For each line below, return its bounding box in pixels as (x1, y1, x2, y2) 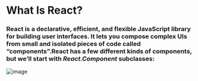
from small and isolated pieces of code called (6, 40, 141, 48)
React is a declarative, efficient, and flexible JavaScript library (6, 25, 191, 33)
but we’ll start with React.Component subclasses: (6, 55, 155, 63)
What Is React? (6, 4, 83, 17)
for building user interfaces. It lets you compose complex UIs (6, 32, 188, 40)
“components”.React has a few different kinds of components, (6, 47, 192, 55)
